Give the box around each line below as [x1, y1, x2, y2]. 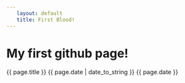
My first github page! [6, 46, 129, 61]
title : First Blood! [16, 16, 75, 23]
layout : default [16, 10, 63, 17]
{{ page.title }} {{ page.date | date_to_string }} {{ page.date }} [6, 68, 179, 76]
